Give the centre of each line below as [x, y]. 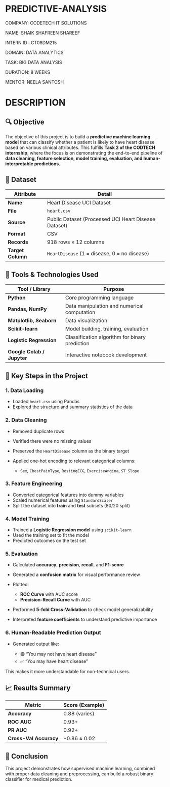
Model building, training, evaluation [107, 328]
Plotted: [21, 585]
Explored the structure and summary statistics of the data [73, 407]
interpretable [19, 164]
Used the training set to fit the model [51, 535]
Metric [33, 705]
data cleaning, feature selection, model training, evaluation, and [74, 158]
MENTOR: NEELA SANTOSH [35, 82]
